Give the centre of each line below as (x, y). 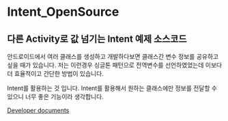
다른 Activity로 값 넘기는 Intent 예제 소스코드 (97, 39)
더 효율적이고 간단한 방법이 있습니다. (55, 73)
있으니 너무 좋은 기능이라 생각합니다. (55, 97)
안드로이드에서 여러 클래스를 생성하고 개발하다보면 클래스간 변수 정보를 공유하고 (113, 56)
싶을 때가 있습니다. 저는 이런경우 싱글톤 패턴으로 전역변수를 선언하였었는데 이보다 (115, 65)
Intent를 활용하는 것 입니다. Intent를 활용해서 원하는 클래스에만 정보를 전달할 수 (112, 88)
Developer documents (38, 110)
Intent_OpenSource (63, 12)
